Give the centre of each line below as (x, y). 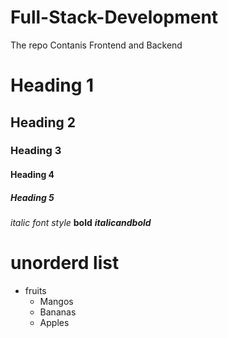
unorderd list (65, 263)
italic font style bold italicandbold (81, 222)
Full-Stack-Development (114, 17)
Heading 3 (36, 151)
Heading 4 (32, 175)
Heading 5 (32, 197)
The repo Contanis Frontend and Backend (96, 45)
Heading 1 (52, 85)
